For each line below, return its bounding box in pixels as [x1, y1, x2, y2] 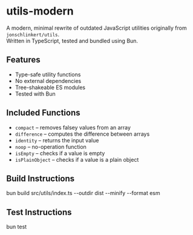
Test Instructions [6, 207, 72, 217]
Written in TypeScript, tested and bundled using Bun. [6, 37, 138, 44]
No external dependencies [15, 77, 82, 84]
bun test [6, 223, 27, 231]
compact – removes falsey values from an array [15, 124, 131, 131]
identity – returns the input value [15, 136, 99, 144]
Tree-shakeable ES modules [15, 84, 86, 91]
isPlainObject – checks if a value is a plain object [15, 156, 139, 163]
